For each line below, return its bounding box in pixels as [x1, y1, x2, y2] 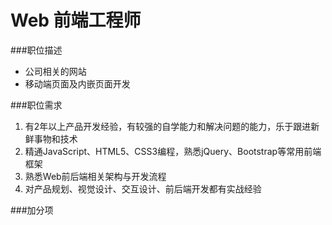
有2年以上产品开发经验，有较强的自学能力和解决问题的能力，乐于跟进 [24, 120, 312, 132]
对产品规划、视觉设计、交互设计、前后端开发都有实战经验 [24, 182, 262, 195]
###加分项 [10, 204, 54, 216]
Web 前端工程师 [10, 9, 142, 32]
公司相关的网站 [24, 65, 87, 77]
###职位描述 [10, 44, 63, 56]
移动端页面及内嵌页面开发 [24, 77, 131, 90]
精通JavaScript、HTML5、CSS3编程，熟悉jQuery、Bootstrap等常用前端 [24, 145, 322, 157]
